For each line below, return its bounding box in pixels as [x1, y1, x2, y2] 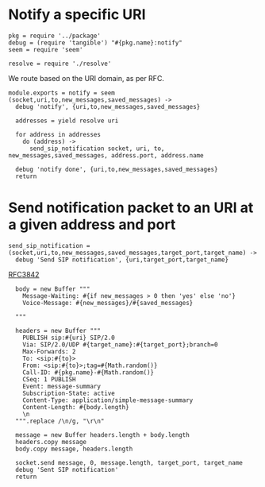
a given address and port [8, 216, 176, 234]
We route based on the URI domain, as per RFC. [8, 73, 165, 83]
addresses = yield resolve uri [15, 117, 119, 125]
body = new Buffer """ [15, 284, 90, 293]
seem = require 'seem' [8, 45, 83, 53]
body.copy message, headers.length [15, 445, 133, 453]
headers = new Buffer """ [15, 327, 102, 334]
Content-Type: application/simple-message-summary [22, 396, 194, 404]
